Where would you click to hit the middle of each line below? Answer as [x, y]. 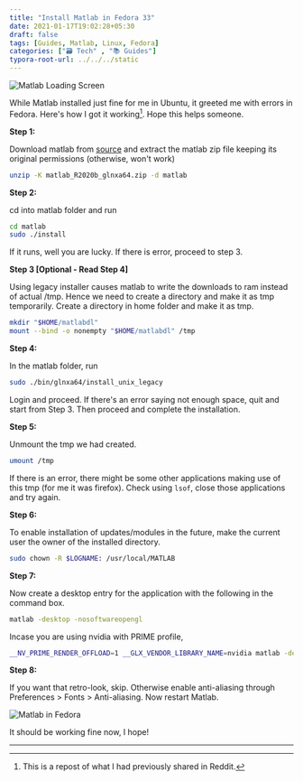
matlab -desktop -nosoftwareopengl [76, 619]
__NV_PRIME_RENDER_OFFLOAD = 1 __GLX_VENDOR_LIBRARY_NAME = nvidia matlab [145, 653]
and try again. [35, 497]
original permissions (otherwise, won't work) [92, 158]
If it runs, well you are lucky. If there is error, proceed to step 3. [126, 252]
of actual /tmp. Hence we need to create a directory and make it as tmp [142, 297]
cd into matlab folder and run [63, 209]
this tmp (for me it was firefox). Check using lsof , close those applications [147, 488]
